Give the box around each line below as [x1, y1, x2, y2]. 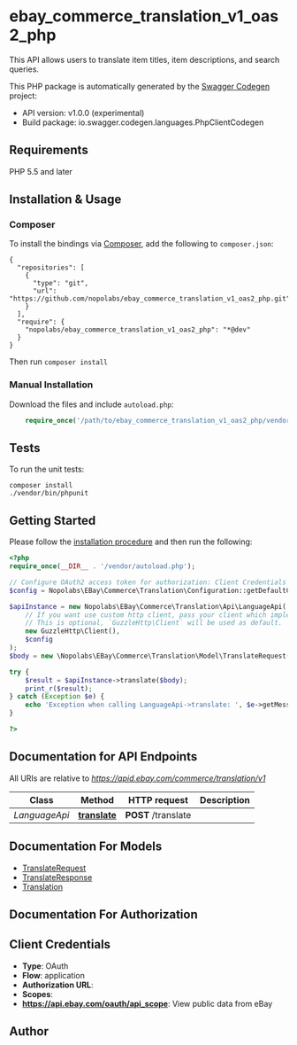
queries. [9, 64, 40, 74]
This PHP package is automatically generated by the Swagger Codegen [9, 81, 270, 91]
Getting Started [9, 512, 96, 528]
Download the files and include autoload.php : [9, 399, 174, 409]
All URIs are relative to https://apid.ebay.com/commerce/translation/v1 [9, 773, 266, 784]
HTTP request [127, 793, 188, 806]
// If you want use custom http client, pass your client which [25, 610, 267, 620]
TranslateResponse [21, 871, 93, 883]
